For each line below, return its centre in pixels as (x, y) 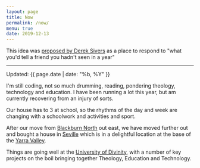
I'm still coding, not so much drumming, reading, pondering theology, (91, 86)
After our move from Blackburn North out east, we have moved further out (97, 128)
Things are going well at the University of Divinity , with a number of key (94, 152)
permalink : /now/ (28, 23)
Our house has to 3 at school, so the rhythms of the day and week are (92, 110)
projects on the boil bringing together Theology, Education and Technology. (99, 158)
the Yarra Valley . (26, 141)
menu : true (20, 28)
